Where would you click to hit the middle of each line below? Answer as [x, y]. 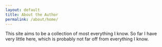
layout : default [23, 10]
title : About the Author [32, 15]
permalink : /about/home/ [32, 19]
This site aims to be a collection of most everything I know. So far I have [81, 34]
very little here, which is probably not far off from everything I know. [77, 39]
